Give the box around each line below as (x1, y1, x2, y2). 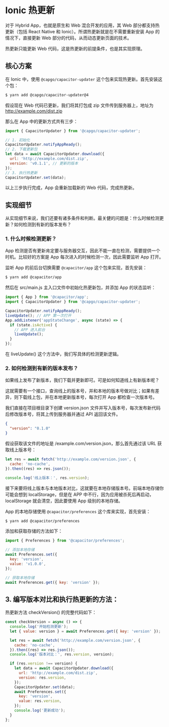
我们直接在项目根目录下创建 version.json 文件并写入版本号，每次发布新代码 (5, 405, 161, 411)
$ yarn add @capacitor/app (5, 275, 62, 280)
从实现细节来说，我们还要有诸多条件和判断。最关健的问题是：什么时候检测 (5, 215, 159, 221)
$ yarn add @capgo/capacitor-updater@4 (5, 92, 89, 97)
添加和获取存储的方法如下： (5, 528, 63, 534)
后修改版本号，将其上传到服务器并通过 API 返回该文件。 (5, 411, 121, 417)
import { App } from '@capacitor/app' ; (5, 294, 89, 300)
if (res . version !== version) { (10, 661, 78, 666)
